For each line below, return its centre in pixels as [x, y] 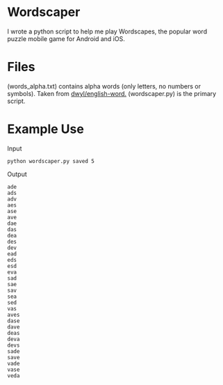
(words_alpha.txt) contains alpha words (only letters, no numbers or [104, 86]
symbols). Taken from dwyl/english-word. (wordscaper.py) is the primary [112, 93]
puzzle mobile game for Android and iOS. [66, 38]
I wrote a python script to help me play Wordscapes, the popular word [107, 31]
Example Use [46, 129]
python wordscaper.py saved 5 [51, 161]
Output [17, 174]
